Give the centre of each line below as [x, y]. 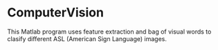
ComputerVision [55, 13]
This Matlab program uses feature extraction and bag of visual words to [109, 32]
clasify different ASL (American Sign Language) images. [87, 38]
